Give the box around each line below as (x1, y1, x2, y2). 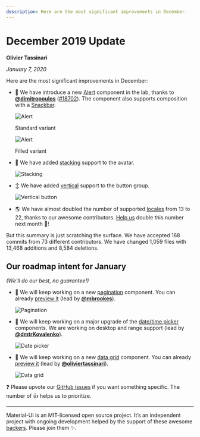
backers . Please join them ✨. (6, 425, 77, 432)
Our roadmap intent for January (6, 261, 127, 271)
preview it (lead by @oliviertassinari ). (14, 360, 109, 367)
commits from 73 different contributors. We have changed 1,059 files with (6, 238, 186, 245)
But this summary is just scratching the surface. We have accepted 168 (6, 231, 180, 238)
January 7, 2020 (6, 65, 46, 73)
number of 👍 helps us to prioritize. (6, 392, 92, 400)
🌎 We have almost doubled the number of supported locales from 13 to (14, 205, 190, 212)
